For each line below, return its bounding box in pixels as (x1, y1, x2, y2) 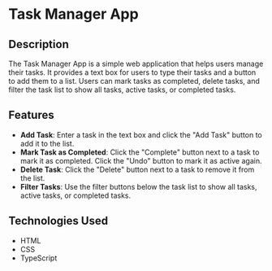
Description (8, 37, 69, 51)
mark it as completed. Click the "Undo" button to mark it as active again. (19, 155, 262, 165)
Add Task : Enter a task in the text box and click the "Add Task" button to (19, 129, 262, 139)
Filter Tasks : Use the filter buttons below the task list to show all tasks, (19, 181, 257, 191)
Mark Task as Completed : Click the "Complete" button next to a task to (19, 147, 260, 157)
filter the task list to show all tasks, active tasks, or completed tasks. (8, 85, 236, 94)
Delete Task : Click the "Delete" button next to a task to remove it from (19, 164, 255, 174)
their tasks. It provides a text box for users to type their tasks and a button (8, 68, 257, 77)
